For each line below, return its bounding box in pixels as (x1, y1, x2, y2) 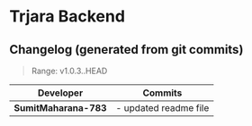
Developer (37, 87, 84, 99)
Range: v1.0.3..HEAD (31, 65, 108, 76)
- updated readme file (115, 102, 210, 113)
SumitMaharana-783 (13, 102, 107, 113)
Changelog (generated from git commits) (9, 42, 244, 57)
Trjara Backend (9, 6, 126, 27)
